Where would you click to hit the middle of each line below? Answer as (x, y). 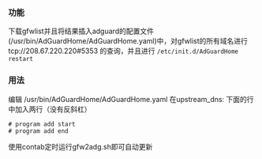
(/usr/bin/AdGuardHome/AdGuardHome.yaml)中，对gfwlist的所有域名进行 (128, 41)
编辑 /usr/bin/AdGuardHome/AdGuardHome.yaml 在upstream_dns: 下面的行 (131, 99)
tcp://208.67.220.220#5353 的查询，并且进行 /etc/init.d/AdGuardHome (124, 51)
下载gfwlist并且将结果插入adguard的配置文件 (81, 31)
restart (21, 59)
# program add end (38, 131)
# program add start (42, 124)
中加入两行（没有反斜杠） (50, 109)
